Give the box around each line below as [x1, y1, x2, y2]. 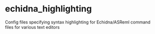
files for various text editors [5, 24, 60, 30]
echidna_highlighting [5, 3, 92, 14]
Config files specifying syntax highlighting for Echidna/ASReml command [5, 19, 151, 25]
